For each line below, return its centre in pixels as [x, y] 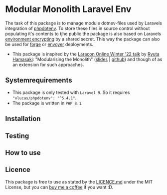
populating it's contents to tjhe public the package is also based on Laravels [83, 33]
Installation [23, 119]
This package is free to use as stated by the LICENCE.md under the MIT [79, 181]
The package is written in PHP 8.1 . [48, 103]
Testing [17, 136]
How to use [23, 153]
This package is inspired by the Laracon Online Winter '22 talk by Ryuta [86, 54]
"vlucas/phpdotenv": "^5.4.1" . [44, 97]
